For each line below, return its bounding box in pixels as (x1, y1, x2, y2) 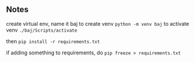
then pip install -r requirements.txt (6, 37, 100, 44)
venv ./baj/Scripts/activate (6, 26, 78, 33)
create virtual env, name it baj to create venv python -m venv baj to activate (6, 20, 190, 27)
